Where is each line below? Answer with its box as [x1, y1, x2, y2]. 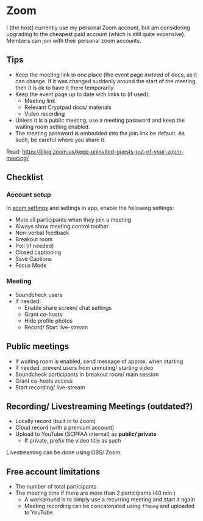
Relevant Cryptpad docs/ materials [24, 103, 112, 111]
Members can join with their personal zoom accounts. [6, 37, 141, 44]
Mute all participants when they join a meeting [15, 216, 132, 223]
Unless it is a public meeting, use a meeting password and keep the [15, 116, 185, 124]
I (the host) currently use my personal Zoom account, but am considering [6, 24, 190, 31]
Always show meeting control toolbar [15, 223, 109, 230]
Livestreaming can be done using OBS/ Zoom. [6, 449, 122, 456]
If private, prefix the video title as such [24, 437, 121, 444]
